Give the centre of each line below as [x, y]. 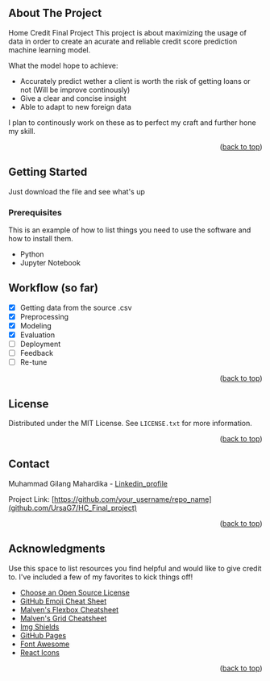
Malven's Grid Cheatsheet [63, 618]
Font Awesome [45, 644]
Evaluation [37, 335]
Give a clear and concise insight [73, 98]
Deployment [40, 344]
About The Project [55, 13]
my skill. [22, 131]
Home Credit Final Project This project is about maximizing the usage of [128, 32]
